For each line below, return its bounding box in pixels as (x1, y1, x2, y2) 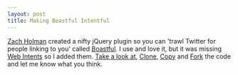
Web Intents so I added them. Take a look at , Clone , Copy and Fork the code (7, 51, 232, 61)
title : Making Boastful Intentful (7, 17, 110, 24)
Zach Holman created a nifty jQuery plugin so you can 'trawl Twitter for (7, 36, 216, 45)
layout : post (7, 10, 46, 18)
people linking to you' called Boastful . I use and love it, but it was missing (7, 44, 222, 53)
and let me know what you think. (7, 59, 103, 68)
